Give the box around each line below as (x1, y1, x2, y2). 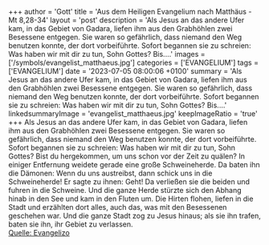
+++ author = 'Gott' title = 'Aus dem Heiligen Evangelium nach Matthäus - (8, 7, 252, 16)
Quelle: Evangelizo (8, 228, 70, 237)
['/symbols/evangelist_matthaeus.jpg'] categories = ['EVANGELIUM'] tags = (8, 58, 259, 67)
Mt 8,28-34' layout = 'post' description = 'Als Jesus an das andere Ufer (8, 15, 245, 25)
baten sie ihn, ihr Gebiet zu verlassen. (8, 219, 133, 229)
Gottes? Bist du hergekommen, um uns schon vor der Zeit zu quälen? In (8, 151, 245, 161)
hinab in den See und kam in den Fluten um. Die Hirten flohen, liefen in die (8, 194, 254, 203)
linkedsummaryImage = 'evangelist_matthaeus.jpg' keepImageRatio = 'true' (8, 109, 259, 118)
